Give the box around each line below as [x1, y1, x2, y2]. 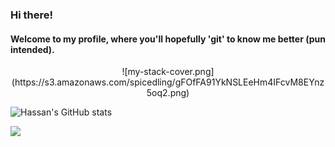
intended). [10, 43, 55, 55]
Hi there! [10, 8, 54, 22]
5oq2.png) [146, 87, 190, 99]
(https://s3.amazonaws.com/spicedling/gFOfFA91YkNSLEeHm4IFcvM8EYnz [11, 76, 325, 88]
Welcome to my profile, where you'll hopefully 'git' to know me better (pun [10, 33, 326, 45]
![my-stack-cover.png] [121, 66, 215, 78]
